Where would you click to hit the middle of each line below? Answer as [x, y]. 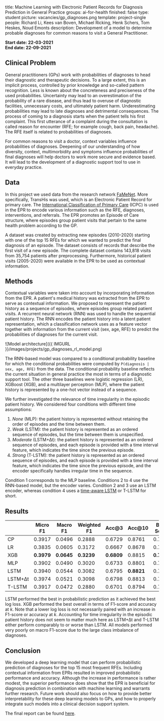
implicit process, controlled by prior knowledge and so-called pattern [75, 85]
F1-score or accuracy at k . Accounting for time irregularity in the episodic [79, 615]
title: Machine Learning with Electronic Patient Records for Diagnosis [74, 7]
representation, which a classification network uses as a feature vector [76, 324]
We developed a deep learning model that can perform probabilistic [73, 662]
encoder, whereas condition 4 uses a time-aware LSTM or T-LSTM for [76, 491]
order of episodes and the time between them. [59, 424]
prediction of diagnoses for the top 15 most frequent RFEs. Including [74, 668]
